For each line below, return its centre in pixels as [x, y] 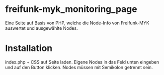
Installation [29, 48]
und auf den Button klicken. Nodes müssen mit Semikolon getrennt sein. [79, 67]
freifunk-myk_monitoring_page [71, 9]
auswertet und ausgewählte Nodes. [41, 28]
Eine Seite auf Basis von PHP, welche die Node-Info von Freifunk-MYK [77, 23]
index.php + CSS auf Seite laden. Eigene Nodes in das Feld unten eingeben [82, 62]
